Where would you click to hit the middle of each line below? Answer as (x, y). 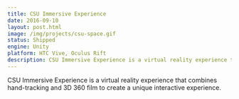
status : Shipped (31, 40)
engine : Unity (28, 47)
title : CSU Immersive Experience (57, 14)
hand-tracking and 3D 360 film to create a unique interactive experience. (115, 87)
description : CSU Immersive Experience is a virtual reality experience (117, 60)
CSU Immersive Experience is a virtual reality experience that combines (112, 80)
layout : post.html (34, 27)
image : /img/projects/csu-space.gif (62, 34)
